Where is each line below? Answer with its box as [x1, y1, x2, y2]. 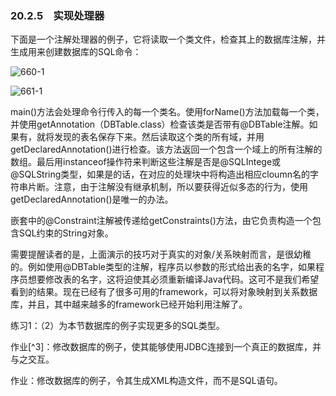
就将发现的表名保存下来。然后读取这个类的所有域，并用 [36, 131, 265, 143]
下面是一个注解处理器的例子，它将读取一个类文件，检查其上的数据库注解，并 [10, 33, 326, 46]
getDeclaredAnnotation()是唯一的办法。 [10, 193, 174, 206]
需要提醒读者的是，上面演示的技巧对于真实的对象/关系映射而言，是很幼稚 [10, 248, 312, 261]
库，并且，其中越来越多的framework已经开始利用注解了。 [10, 298, 248, 311]
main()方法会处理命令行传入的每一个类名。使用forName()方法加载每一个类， [10, 106, 325, 118]
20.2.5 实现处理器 [10, 8, 105, 22]
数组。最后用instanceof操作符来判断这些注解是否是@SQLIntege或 [10, 156, 282, 168]
